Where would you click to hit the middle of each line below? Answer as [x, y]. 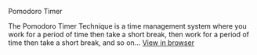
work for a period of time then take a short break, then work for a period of [128, 34]
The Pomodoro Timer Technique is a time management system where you [127, 26]
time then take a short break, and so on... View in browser [101, 43]
